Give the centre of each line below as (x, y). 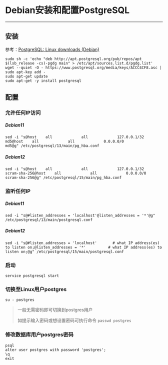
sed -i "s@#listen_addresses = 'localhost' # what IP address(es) (82, 243)
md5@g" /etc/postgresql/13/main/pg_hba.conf (52, 146)
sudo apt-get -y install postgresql (43, 80)
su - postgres (20, 300)
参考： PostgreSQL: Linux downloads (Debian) (52, 49)
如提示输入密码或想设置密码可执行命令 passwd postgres (74, 320)
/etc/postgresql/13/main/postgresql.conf (49, 220)
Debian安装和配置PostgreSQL (67, 10)
